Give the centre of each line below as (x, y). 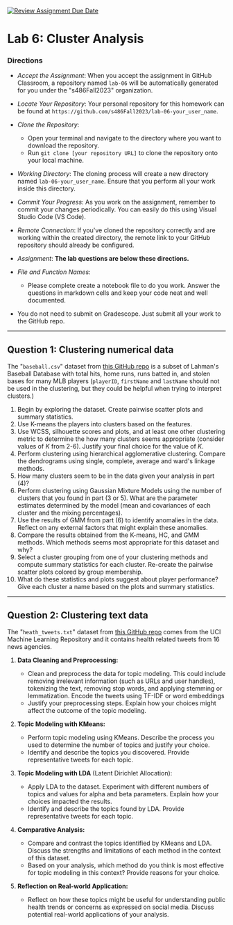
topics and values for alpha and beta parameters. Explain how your (123, 794)
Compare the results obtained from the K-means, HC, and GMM (108, 535)
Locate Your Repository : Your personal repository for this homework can (121, 104)
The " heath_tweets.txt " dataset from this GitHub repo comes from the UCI (114, 632)
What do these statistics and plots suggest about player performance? (118, 579)
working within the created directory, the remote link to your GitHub (113, 238)
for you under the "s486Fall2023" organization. (85, 90)
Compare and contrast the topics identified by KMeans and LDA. (120, 843)
